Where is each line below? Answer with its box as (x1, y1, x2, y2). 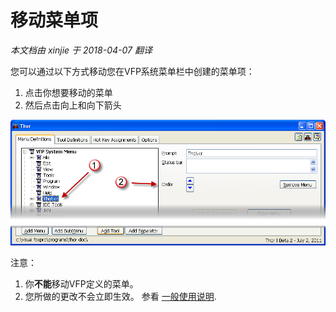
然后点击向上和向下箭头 (24, 99, 122, 111)
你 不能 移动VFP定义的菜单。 (24, 278, 139, 290)
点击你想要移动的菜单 (24, 86, 113, 98)
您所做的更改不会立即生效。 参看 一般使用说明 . (24, 291, 217, 303)
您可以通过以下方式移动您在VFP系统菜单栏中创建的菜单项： (10, 65, 255, 77)
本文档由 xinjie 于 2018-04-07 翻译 (10, 44, 153, 56)
